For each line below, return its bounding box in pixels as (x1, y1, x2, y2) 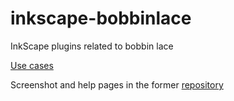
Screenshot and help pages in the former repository (10, 78, 224, 91)
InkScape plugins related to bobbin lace (10, 40, 174, 52)
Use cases (10, 59, 54, 71)
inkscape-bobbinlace (10, 7, 192, 30)
